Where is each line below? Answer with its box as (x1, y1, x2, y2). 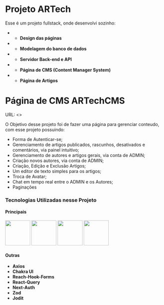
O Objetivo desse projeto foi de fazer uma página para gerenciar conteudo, (5, 121, 160, 127)
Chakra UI (12, 268, 34, 274)
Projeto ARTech (5, 3, 71, 15)
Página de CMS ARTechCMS (5, 95, 125, 106)
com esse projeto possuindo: (5, 126, 65, 132)
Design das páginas (19, 35, 62, 41)
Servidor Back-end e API (19, 56, 72, 62)
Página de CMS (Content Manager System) (19, 66, 111, 73)
